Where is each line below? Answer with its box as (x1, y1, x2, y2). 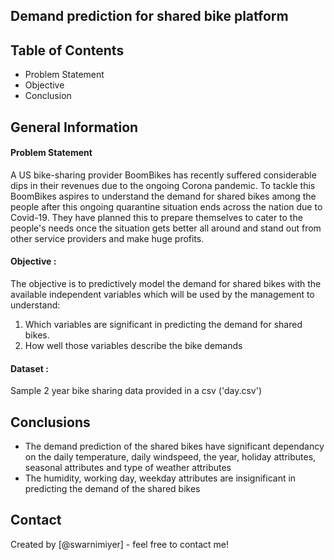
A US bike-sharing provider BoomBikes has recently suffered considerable (10, 169, 317, 181)
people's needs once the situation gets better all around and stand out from (10, 222, 322, 234)
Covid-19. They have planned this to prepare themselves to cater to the (10, 211, 303, 223)
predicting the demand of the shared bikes (24, 483, 201, 495)
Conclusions (10, 414, 91, 431)
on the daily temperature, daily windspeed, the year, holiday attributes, (24, 451, 317, 463)
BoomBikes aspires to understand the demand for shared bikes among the (10, 190, 317, 202)
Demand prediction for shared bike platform (10, 8, 289, 25)
